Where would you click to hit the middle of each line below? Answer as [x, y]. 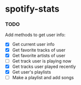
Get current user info [33, 44]
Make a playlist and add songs [43, 77]
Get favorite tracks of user [39, 50]
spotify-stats [32, 9]
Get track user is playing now [42, 61]
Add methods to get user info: [35, 35]
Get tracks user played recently [44, 66]
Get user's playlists [32, 72]
